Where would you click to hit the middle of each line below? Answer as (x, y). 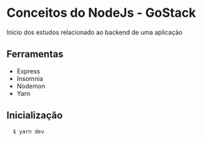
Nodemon (31, 86)
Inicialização (35, 116)
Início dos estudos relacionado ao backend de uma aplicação (95, 32)
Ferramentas (35, 54)
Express (28, 71)
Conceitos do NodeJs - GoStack (101, 13)
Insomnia (30, 78)
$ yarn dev (29, 132)
